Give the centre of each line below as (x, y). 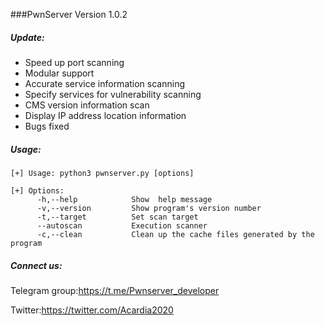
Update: (27, 37)
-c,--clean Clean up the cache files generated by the (175, 234)
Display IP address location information (105, 115)
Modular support (59, 73)
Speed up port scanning (74, 62)
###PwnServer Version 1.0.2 (69, 14)
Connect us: (36, 265)
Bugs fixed (47, 126)
